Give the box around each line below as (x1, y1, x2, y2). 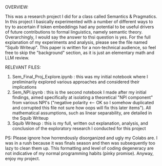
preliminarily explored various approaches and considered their (12, 79, 140, 85)
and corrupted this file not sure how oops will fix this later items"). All (12, 105, 151, 111)
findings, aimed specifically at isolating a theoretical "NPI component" (12, 94, 153, 100)
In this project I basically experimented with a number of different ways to (5, 19, 153, 24)
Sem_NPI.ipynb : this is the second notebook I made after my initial (12, 90, 146, 95)
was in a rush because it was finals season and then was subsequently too (5, 140, 155, 146)
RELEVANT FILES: (5, 64, 41, 70)
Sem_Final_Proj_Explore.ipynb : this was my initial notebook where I (12, 74, 148, 79)
